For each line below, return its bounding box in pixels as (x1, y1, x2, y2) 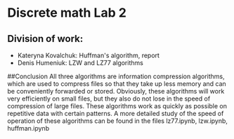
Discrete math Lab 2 (7, 5, 126, 21)
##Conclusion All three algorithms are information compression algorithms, (7, 72, 225, 80)
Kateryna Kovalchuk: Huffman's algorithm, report (17, 51, 160, 59)
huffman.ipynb (7, 124, 50, 132)
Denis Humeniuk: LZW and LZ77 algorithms (17, 59, 144, 67)
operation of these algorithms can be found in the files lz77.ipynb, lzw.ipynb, (7, 117, 228, 125)
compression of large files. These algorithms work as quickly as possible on (7, 102, 227, 110)
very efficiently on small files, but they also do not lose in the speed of (7, 94, 211, 103)
